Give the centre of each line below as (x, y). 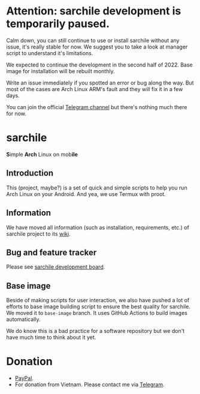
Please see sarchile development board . (56, 267)
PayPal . (24, 378)
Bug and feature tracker (51, 252)
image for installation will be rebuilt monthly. (60, 71)
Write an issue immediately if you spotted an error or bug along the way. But (100, 83)
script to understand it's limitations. (50, 53)
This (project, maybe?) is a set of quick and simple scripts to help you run (97, 188)
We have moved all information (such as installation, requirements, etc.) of (98, 227)
